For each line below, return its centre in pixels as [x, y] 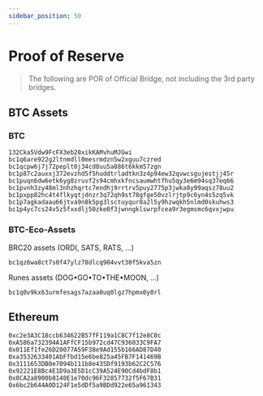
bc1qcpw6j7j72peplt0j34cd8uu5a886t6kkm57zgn [85, 167]
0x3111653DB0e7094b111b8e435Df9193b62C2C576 [85, 364]
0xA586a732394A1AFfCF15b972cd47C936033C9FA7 [85, 343]
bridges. [42, 87]
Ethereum [34, 317]
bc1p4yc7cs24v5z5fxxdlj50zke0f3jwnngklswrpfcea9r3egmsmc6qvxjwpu [121, 209]
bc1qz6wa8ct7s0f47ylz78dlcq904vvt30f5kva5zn [85, 262]
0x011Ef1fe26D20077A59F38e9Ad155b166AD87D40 [85, 350]
